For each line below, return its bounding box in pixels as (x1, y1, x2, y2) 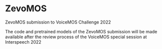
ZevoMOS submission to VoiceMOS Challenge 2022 (5, 19, 111, 25)
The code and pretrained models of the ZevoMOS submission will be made (5, 28, 158, 34)
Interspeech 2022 (5, 39, 41, 45)
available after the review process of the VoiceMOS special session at (5, 34, 147, 40)
